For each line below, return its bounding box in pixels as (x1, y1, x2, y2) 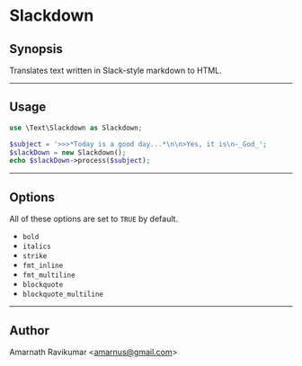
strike (22, 252, 48, 261)
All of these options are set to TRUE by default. (9, 213, 178, 225)
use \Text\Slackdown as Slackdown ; (9, 123, 143, 132)
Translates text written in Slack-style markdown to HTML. (9, 65, 222, 76)
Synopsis (9, 41, 63, 57)
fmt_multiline (22, 271, 75, 280)
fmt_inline (22, 262, 64, 271)
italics (22, 242, 51, 252)
